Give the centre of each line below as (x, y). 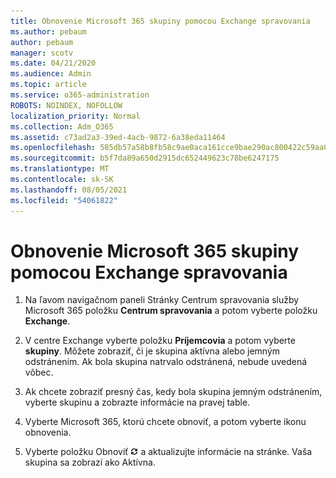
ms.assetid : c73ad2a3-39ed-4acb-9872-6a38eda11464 (118, 137)
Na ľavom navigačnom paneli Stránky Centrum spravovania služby (162, 300)
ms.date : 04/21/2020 (53, 63)
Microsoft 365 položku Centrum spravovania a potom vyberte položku (171, 311)
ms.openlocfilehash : (53, 148)
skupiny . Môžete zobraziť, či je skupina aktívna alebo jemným (152, 351)
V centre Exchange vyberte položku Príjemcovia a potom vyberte (160, 341)
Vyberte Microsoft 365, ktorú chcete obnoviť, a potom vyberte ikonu (165, 422)
